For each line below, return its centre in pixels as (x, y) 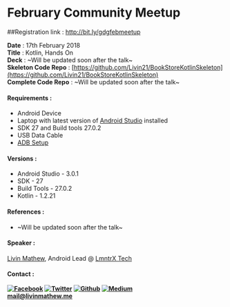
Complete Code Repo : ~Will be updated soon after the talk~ (93, 82)
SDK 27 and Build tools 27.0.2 (59, 128)
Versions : (22, 158)
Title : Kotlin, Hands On (40, 53)
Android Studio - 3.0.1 (48, 174)
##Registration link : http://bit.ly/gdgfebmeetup (74, 32)
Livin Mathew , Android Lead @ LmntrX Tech (70, 258)
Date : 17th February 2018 (44, 45)
